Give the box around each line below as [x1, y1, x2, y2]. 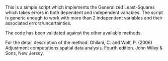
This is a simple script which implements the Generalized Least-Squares [5, 4, 155, 10]
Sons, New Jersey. [5, 50, 44, 56]
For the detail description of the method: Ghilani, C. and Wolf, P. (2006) [5, 39, 152, 45]
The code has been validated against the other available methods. [5, 30, 142, 35]
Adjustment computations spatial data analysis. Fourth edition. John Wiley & [5, 45, 163, 50]
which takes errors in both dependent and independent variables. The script [5, 9, 163, 15]
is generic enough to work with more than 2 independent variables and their [5, 15, 162, 20]
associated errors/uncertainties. [5, 20, 72, 26]
